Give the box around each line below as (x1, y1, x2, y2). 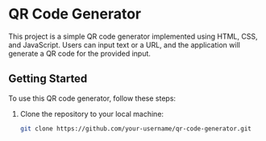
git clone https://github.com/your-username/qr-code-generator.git (19, 124, 251, 133)
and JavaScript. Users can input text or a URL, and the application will (8, 39, 240, 49)
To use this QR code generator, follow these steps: (8, 93, 176, 103)
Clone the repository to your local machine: (19, 109, 164, 118)
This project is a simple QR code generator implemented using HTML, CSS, (8, 31, 258, 41)
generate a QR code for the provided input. (8, 48, 152, 58)
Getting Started (8, 72, 88, 85)
